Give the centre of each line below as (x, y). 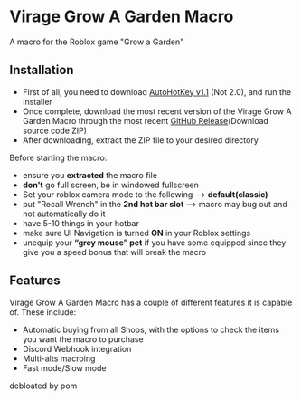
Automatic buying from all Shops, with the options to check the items (151, 329)
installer (37, 101)
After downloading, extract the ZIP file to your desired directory (141, 140)
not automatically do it (64, 214)
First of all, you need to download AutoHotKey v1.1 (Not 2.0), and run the (157, 91)
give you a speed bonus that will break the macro (114, 252)
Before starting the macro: (58, 157)
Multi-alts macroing (59, 358)
